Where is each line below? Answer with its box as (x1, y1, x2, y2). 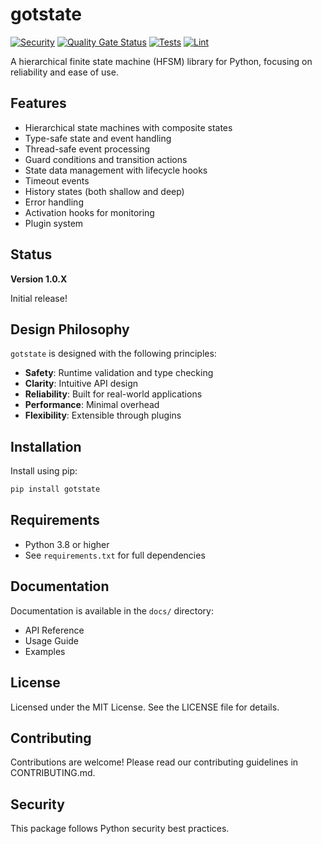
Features (10, 95, 67, 112)
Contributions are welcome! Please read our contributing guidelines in (10, 756, 299, 768)
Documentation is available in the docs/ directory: (10, 604, 214, 617)
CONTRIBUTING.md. (10, 767, 96, 779)
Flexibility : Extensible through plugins (24, 409, 182, 422)
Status (10, 246, 53, 263)
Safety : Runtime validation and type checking (24, 367, 214, 379)
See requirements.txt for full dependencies (24, 549, 206, 561)
